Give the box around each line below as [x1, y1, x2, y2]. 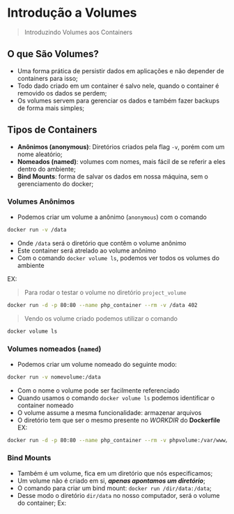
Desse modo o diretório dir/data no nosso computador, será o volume [17, 491, 220, 499]
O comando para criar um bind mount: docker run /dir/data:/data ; [17, 483, 212, 492]
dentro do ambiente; [17, 165, 77, 173]
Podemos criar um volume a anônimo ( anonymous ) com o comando [17, 213, 208, 221]
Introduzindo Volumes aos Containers [24, 28, 133, 36]
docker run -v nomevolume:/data [7, 373, 101, 381]
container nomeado [17, 401, 75, 409]
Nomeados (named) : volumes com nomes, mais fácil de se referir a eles [17, 157, 226, 165]
